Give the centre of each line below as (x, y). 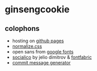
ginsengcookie (37, 10)
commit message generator (41, 63)
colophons (22, 29)
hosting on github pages (38, 41)
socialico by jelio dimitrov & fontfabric (52, 57)
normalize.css (27, 46)
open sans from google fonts (43, 52)
